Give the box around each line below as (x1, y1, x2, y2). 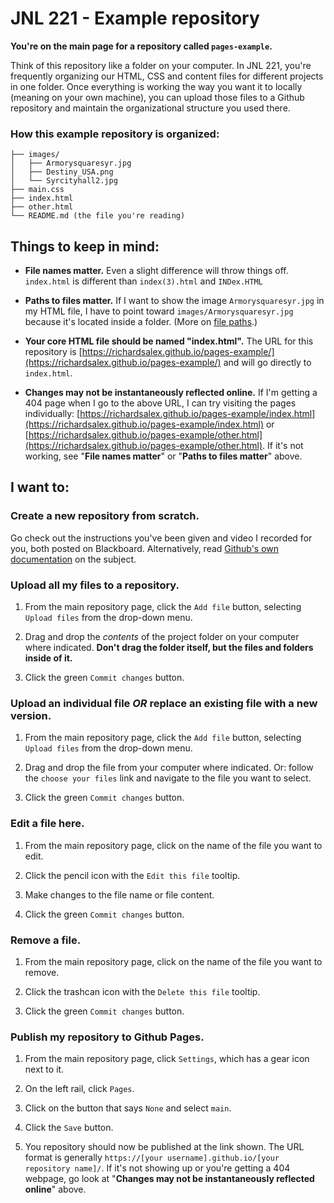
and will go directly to (223, 357, 312, 369)
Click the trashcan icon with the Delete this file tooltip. (24, 985, 261, 997)
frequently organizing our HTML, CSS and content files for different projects (10, 70, 324, 82)
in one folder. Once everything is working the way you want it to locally (10, 80, 303, 92)
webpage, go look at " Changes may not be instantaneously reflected (24, 1173, 315, 1185)
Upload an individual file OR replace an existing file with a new (10, 696, 318, 710)
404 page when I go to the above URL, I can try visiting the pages (24, 397, 297, 409)
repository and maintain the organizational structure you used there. (10, 102, 291, 114)
